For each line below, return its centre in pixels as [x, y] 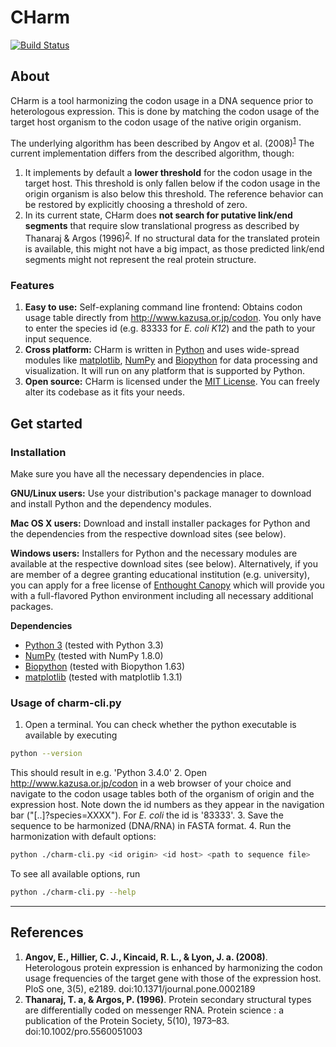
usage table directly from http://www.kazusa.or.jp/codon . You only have [173, 318]
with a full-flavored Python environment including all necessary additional [162, 596]
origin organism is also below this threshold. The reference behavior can [174, 194]
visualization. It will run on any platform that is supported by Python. [165, 371]
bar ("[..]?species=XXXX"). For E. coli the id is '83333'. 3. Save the [147, 815]
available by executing [71, 735]
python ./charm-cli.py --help [73, 892]
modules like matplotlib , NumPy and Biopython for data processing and [171, 360]
